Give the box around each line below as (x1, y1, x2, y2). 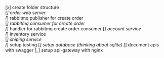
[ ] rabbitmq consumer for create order (5, 20, 85, 26)
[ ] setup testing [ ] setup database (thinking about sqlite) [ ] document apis (5, 42, 159, 47)
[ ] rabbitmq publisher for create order (5, 15, 84, 21)
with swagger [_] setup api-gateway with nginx (5, 47, 103, 53)
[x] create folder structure (5, 5, 59, 10)
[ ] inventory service (5, 31, 47, 37)
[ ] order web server (5, 10, 46, 16)
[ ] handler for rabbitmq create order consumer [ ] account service (5, 26, 141, 32)
